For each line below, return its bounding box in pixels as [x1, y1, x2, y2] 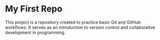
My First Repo [5, 3, 62, 14]
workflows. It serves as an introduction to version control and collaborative [5, 24, 155, 30]
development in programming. [5, 29, 66, 35]
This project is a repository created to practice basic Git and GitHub [5, 19, 141, 25]
